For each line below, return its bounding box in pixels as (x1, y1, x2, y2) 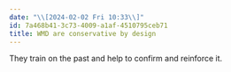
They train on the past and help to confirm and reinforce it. (9, 54, 223, 64)
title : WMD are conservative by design (9, 29, 157, 38)
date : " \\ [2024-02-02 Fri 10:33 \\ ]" (9, 12, 144, 22)
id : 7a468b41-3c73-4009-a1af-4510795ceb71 (9, 21, 168, 30)
